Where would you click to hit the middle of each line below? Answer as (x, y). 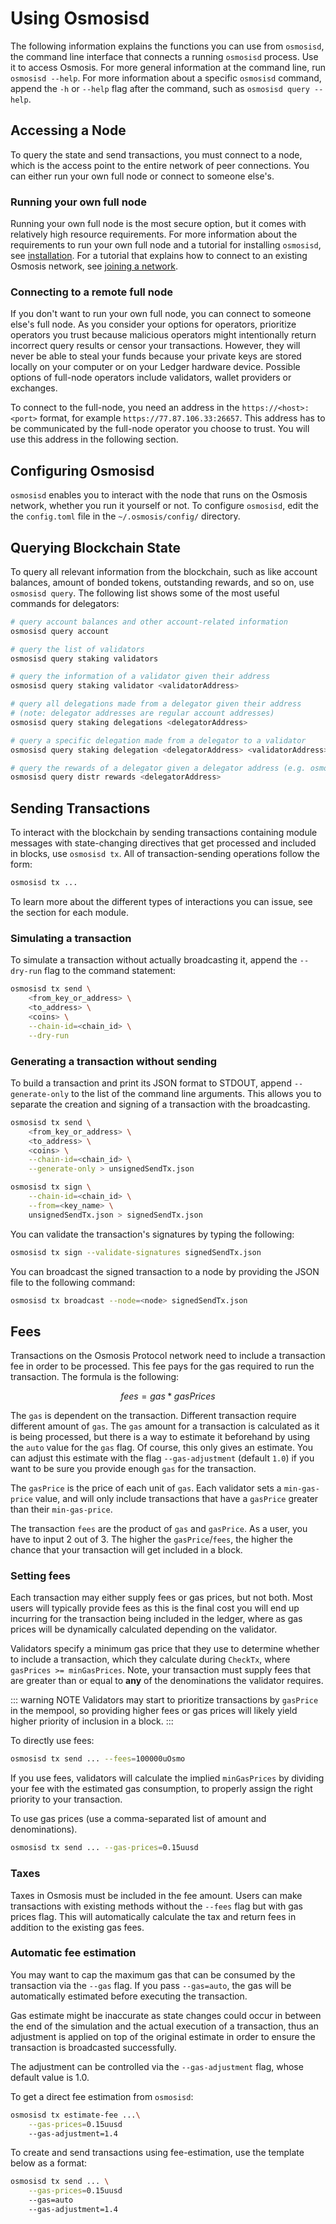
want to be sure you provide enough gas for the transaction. (133, 1469)
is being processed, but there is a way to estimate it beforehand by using (160, 1437)
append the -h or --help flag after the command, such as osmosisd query (160, 88)
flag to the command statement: (110, 971)
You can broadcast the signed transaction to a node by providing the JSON (165, 1271)
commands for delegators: (65, 603)
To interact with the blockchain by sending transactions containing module (164, 833)
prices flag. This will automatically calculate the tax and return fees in (153, 1916)
